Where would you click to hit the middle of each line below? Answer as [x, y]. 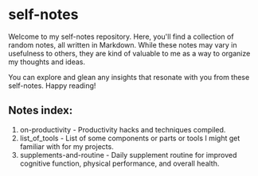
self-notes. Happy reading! [52, 86]
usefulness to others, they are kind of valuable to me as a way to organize [129, 53]
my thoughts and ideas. [47, 62]
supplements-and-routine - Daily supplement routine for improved [128, 155]
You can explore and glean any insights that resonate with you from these [129, 77]
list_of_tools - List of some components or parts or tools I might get [130, 138]
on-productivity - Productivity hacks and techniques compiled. [123, 129]
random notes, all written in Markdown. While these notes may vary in [123, 44]
